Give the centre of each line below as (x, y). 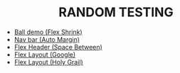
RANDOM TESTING (116, 12)
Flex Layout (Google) (45, 55)
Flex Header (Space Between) (58, 47)
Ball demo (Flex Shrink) (48, 32)
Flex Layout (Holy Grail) (48, 62)
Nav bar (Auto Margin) (47, 39)
